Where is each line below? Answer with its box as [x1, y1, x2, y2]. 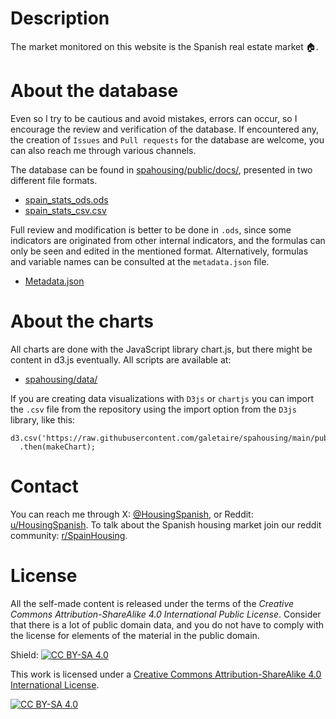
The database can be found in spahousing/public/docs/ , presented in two [10, 163, 313, 176]
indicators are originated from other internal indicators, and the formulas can [10, 234, 326, 246]
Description [10, 7, 110, 30]
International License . [10, 678, 100, 691]
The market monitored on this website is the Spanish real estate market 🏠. [10, 40, 319, 52]
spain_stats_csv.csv [24, 204, 107, 216]
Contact [10, 475, 79, 497]
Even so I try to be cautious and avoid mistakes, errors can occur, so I [10, 112, 298, 124]
